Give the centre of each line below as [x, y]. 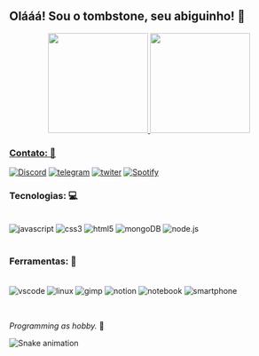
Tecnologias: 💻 [43, 196]
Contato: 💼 [32, 153]
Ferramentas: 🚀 [43, 261]
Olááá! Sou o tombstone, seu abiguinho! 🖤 [127, 16]
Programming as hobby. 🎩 [57, 326]
